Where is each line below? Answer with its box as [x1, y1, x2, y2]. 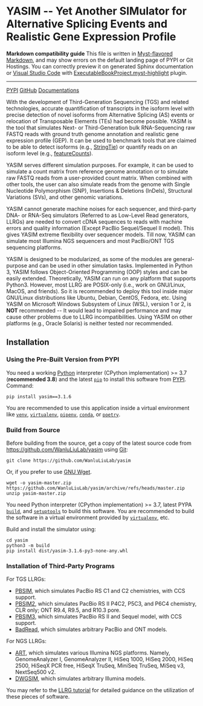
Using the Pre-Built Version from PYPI [6, 355, 120, 364]
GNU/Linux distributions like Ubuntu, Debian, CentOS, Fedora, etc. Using [6, 294, 187, 301]
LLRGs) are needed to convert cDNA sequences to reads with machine [6, 218, 182, 225]
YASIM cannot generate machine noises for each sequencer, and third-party [6, 205, 196, 212]
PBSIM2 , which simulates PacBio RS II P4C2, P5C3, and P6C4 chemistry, [14, 600, 197, 607]
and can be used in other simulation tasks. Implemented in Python [28, 262, 193, 269]
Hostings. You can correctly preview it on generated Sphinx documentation [6, 62, 193, 70]
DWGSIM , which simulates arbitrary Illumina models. [14, 675, 146, 682]
